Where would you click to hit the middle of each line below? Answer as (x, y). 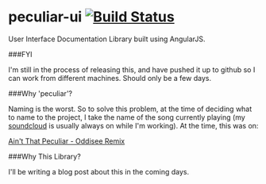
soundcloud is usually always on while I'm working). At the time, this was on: (133, 125)
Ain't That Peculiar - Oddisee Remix (67, 141)
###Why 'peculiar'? (40, 93)
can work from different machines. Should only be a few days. (110, 78)
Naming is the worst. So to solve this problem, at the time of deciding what (130, 109)
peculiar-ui (45, 17)
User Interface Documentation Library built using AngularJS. (107, 39)
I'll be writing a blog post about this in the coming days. (99, 171)
